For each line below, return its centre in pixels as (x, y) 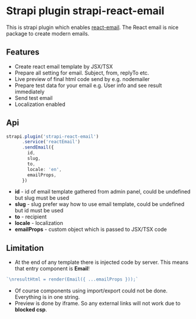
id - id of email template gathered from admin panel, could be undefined (102, 192)
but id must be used (39, 211)
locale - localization (39, 223)
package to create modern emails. (48, 33)
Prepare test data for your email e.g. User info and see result (88, 85)
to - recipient (31, 217)
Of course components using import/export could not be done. (91, 291)
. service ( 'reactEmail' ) (51, 142)
